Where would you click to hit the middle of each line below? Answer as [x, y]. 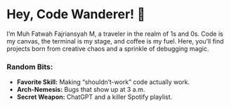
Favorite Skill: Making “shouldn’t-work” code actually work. [103, 82]
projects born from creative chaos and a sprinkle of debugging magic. [108, 48]
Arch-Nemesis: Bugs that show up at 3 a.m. [81, 90]
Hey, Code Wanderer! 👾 [76, 14]
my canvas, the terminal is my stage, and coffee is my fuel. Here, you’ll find [115, 41]
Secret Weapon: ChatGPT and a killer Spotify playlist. [94, 97]
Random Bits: [30, 67]
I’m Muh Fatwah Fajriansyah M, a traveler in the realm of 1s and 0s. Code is [115, 34]
